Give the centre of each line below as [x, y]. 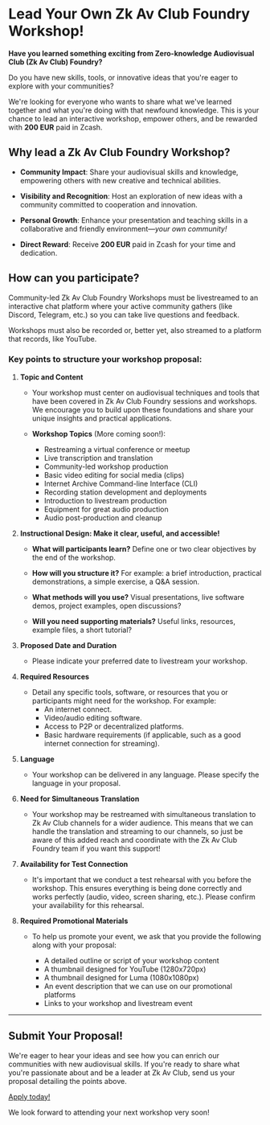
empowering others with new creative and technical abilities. [120, 180]
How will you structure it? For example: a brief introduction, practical [147, 573]
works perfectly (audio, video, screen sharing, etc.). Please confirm [143, 897]
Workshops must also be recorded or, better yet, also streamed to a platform [135, 330]
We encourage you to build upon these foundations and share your [143, 409]
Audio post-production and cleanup [103, 517]
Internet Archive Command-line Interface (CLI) [121, 483]
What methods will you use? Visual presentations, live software [138, 597]
